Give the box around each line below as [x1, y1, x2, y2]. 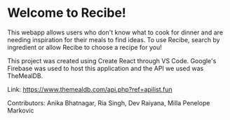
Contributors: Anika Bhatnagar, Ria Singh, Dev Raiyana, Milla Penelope [7, 98, 210, 107]
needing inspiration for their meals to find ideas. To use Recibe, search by [7, 35, 220, 44]
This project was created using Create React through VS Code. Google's [7, 56, 217, 65]
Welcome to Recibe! [7, 5, 126, 21]
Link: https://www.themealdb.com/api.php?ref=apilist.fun [7, 85, 173, 93]
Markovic [7, 106, 34, 114]
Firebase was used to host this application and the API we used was [7, 64, 204, 72]
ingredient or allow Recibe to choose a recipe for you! [7, 43, 163, 51]
